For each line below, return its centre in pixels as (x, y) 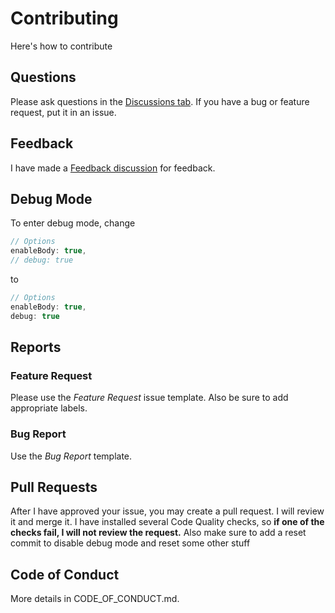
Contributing (64, 18)
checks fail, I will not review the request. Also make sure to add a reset (158, 533)
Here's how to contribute (61, 46)
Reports (36, 347)
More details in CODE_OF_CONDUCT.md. (95, 599)
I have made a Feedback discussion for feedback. (113, 168)
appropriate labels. (49, 408)
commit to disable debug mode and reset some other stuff (130, 543)
